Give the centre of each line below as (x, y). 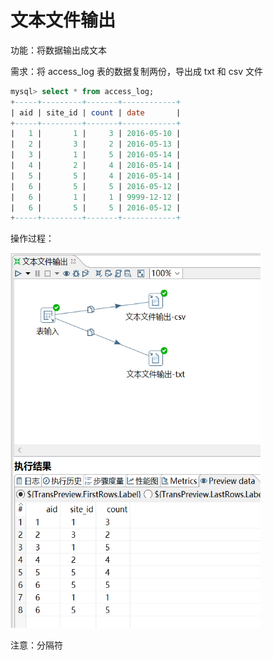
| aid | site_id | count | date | (96, 112)
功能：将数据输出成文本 (58, 50)
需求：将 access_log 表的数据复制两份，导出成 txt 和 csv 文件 (136, 71)
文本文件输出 (63, 20)
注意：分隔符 (36, 645)
